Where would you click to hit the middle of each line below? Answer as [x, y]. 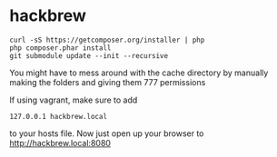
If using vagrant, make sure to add [74, 100]
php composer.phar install [60, 48]
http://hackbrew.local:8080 [60, 142]
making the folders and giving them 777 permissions [108, 82]
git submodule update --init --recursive [89, 55]
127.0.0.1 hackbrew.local [58, 116]
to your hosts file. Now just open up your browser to [107, 133]
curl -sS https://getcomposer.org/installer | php [107, 40]
